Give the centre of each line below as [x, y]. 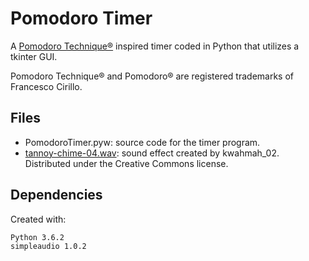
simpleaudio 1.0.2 [48, 246]
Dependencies [56, 195]
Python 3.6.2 [37, 237]
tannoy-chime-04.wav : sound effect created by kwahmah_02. [152, 153]
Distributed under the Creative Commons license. [126, 163]
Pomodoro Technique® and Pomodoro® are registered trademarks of [152, 76]
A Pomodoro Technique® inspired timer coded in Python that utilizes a [155, 46]
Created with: [38, 219]
